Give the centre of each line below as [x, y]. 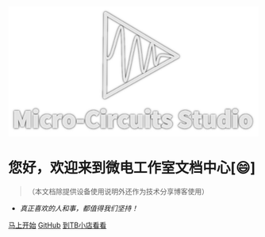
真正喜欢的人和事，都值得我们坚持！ [79, 208]
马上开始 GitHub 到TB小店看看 [58, 225]
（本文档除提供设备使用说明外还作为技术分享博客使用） [118, 192]
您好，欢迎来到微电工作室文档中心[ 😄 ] [132, 168]
